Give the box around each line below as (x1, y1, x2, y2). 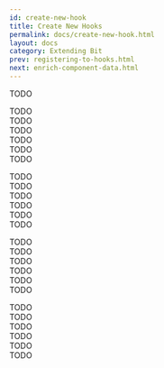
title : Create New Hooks (9, 22, 103, 31)
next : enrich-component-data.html (9, 64, 140, 73)
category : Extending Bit (9, 47, 103, 56)
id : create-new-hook (9, 13, 87, 23)
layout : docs (9, 38, 59, 48)
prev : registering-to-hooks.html (9, 55, 135, 64)
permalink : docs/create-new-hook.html (9, 30, 155, 39)
